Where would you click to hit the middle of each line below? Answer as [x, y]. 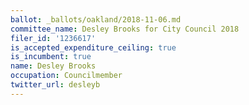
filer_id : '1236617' [53, 38]
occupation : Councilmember [66, 76]
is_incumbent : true [51, 57]
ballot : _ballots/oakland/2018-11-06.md [96, 19]
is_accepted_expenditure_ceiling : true [93, 47]
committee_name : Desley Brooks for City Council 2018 [125, 29]
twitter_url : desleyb [55, 85]
